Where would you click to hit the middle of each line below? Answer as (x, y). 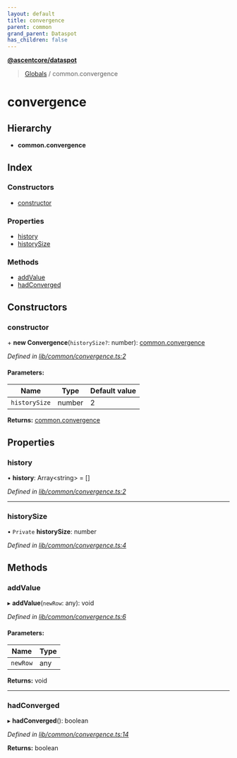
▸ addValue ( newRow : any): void (51, 603)
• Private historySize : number (52, 532)
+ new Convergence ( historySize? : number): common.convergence (106, 343)
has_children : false (38, 40)
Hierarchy (30, 128)
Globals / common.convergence (71, 74)
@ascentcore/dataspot (42, 60)
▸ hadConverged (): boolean (48, 721)
